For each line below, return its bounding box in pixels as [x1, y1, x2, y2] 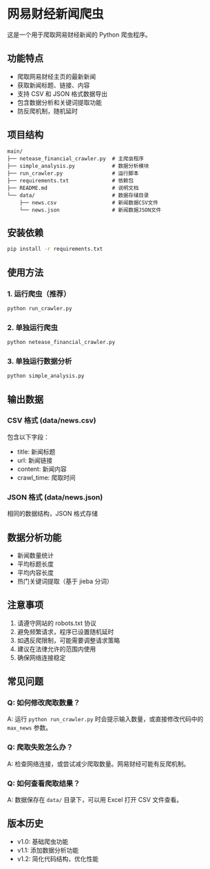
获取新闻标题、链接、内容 [17, 81, 90, 89]
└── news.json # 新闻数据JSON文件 [19, 207, 162, 213]
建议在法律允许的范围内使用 [17, 644, 96, 653]
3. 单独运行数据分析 [7, 356, 72, 366]
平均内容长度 [17, 568, 54, 577]
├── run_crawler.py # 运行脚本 [7, 170, 139, 177]
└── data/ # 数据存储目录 [7, 191, 149, 199]
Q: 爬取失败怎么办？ [7, 743, 74, 752]
